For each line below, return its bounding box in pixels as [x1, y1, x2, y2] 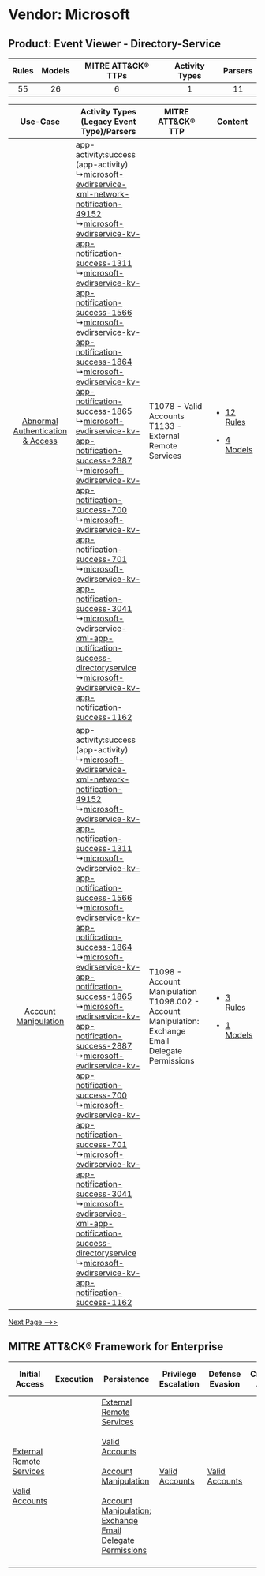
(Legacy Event [80, 116, 136, 127]
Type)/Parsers [80, 126, 136, 137]
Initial [19, 1368, 41, 1379]
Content [216, 116, 248, 127]
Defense [208, 1368, 241, 1379]
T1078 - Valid [148, 401, 203, 411]
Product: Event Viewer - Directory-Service [8, 37, 222, 51]
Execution [54, 1373, 94, 1384]
